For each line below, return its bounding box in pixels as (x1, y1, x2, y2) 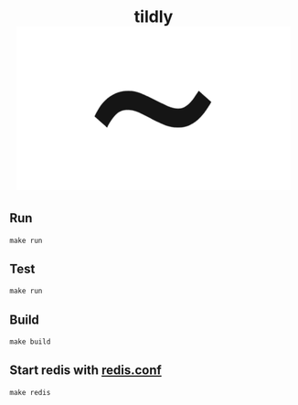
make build (9, 337, 51, 346)
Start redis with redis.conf (9, 363, 162, 378)
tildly (133, 6, 174, 27)
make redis (9, 388, 51, 397)
